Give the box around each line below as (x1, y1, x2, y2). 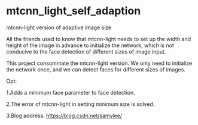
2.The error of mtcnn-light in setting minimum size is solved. (6, 100, 155, 108)
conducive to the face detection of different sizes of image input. (6, 48, 166, 55)
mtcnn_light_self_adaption (6, 4, 141, 18)
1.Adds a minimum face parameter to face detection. (6, 89, 136, 96)
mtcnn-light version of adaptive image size (6, 24, 112, 31)
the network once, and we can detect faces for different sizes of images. (6, 65, 185, 73)
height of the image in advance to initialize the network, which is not (6, 42, 175, 49)
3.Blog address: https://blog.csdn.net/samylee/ (6, 112, 123, 119)
